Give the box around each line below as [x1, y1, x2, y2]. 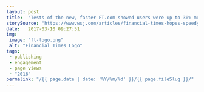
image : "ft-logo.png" [8, 37, 64, 43]
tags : [6, 48, 20, 54]
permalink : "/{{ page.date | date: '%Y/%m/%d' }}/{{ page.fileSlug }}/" [6, 76, 194, 82]
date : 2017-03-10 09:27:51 [6, 25, 80, 32]
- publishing [8, 54, 42, 60]
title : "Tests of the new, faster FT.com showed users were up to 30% [6, 15, 191, 21]
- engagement [8, 59, 42, 65]
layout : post [6, 8, 39, 15]
